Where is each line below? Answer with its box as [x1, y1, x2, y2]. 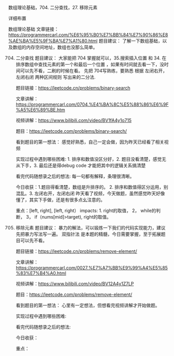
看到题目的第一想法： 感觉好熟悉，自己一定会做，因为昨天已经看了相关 [15, 139, 164, 145]
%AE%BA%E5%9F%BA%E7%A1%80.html [8, 38, 98, 44]
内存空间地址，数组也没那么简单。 [25, 44, 98, 50]
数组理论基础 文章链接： [8, 26, 59, 32]
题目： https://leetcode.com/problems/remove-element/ [15, 291, 132, 298]
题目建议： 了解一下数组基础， [99, 38, 163, 44]
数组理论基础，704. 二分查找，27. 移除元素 [8, 5, 98, 10]
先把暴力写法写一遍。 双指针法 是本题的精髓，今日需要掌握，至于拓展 [15, 231, 161, 237]
